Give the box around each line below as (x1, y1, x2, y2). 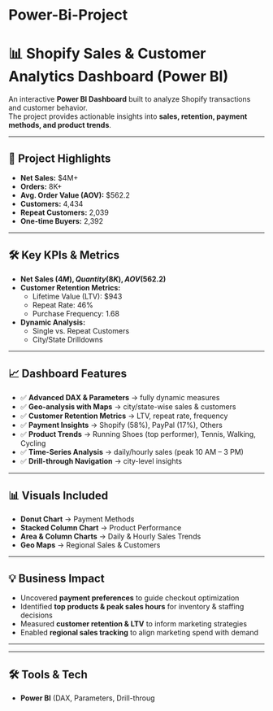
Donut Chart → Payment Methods (19, 514, 135, 524)
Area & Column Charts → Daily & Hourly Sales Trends (19, 531, 201, 542)
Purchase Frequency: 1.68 (32, 308, 120, 318)
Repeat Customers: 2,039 (19, 207, 110, 217)
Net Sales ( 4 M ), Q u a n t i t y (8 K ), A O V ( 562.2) (19, 274, 167, 284)
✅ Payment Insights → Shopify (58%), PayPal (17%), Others (19, 420, 223, 430)
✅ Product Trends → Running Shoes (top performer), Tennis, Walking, (19, 429, 256, 438)
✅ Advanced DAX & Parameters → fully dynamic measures (19, 392, 220, 402)
